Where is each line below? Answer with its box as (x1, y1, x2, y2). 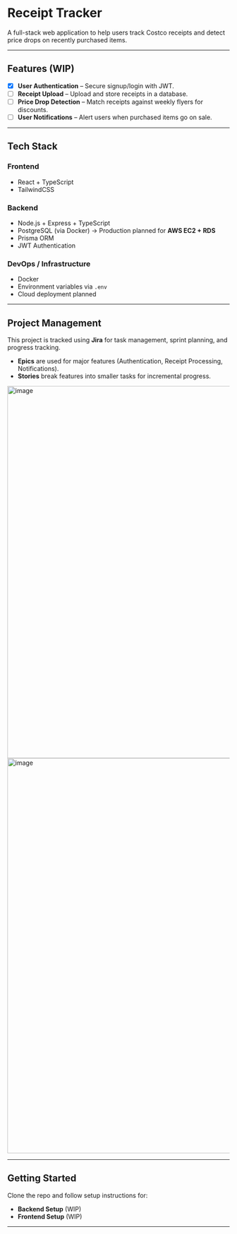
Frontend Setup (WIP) (17, 1212, 83, 1221)
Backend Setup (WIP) (17, 1204, 82, 1213)
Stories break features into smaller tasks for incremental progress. (17, 372, 212, 380)
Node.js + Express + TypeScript (17, 219, 111, 227)
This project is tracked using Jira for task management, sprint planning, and (7, 336, 228, 344)
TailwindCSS (17, 185, 55, 193)
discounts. (17, 105, 48, 114)
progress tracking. (7, 344, 61, 352)
